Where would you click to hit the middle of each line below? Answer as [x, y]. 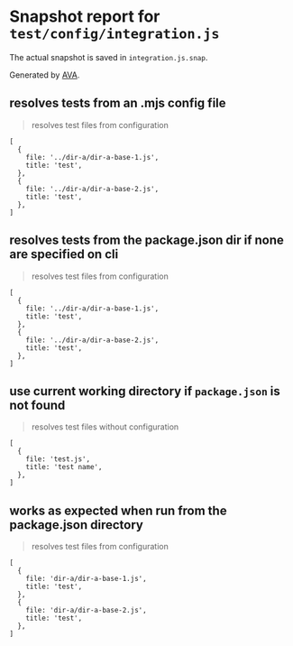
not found [37, 405]
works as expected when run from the [118, 510]
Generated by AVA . [45, 75]
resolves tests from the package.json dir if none [146, 240]
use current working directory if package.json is [145, 391]
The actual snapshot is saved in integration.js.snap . [109, 57]
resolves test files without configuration [105, 427]
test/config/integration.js [114, 34]
